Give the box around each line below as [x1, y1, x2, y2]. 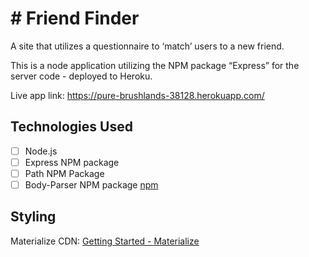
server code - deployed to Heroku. [10, 70, 153, 82]
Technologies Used [10, 118, 133, 136]
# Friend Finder [10, 7, 140, 30]
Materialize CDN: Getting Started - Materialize [10, 235, 200, 247]
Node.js [24, 145, 58, 157]
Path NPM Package [24, 167, 105, 179]
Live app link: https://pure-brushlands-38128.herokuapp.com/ [10, 89, 265, 101]
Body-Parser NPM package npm [24, 178, 159, 191]
